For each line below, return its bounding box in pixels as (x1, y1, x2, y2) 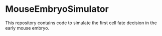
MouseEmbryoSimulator (5, 3, 109, 15)
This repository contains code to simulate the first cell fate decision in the (5, 20, 157, 26)
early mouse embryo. (5, 25, 49, 31)
